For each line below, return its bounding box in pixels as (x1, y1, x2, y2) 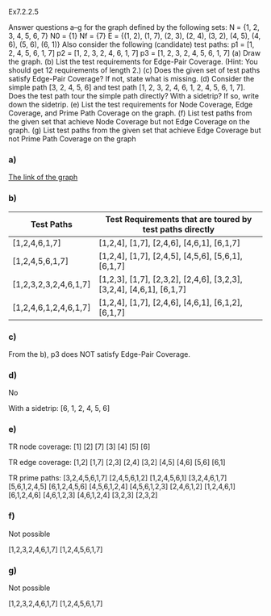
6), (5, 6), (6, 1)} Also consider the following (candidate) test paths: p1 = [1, (8, 40, 255, 49)
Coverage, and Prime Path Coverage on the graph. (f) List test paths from (8, 108, 252, 118)
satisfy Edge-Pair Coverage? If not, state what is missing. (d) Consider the (8, 74, 255, 83)
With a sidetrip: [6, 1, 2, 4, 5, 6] (8, 404, 110, 413)
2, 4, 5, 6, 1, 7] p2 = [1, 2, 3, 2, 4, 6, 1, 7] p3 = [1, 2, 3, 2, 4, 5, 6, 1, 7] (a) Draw (8, 48, 261, 57)
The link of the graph (8, 173, 78, 182)
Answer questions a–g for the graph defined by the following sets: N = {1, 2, (8, 23, 260, 31)
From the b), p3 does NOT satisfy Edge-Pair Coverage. (8, 349, 191, 358)
